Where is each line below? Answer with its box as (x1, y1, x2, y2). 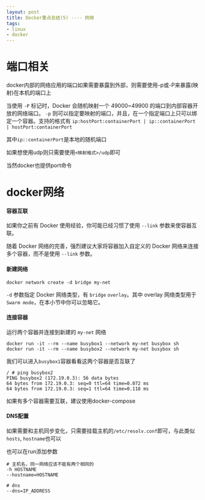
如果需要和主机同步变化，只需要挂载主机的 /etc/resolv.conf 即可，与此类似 (6, 427, 195, 435)
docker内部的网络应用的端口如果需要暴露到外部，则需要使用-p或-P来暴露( (6, 81, 193, 89)
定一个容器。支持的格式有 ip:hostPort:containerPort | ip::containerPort (6, 118, 196, 125)
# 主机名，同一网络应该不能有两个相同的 (6, 461, 94, 468)
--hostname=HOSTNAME (6, 472, 59, 478)
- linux (6, 26, 26, 32)
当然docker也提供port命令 (6, 162, 72, 169)
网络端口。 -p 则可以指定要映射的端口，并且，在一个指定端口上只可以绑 (17, 110, 198, 117)
